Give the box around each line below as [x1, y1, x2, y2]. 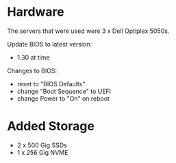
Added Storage [7, 118, 95, 134]
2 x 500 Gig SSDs [16, 141, 67, 149]
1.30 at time [16, 53, 50, 62]
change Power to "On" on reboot [16, 94, 110, 103]
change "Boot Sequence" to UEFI [16, 87, 112, 95]
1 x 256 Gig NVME [16, 148, 68, 156]
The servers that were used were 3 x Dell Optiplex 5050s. [7, 27, 170, 35]
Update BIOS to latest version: [7, 40, 92, 48]
